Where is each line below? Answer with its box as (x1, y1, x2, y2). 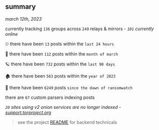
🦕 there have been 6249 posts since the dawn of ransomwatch (5, 84, 133, 91)
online (5, 31, 18, 37)
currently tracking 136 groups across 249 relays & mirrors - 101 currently (5, 26, 154, 32)
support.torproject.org (5, 109, 51, 115)
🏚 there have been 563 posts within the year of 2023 (5, 73, 116, 79)
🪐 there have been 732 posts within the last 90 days (5, 61, 115, 67)
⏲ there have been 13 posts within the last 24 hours (5, 41, 114, 47)
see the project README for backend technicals (17, 119, 117, 125)
